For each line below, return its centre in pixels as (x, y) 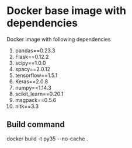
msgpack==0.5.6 (36, 100)
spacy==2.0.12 (33, 69)
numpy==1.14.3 (33, 87)
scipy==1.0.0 (30, 63)
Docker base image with (66, 11)
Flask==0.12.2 (32, 57)
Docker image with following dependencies (59, 39)
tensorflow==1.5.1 (36, 75)
